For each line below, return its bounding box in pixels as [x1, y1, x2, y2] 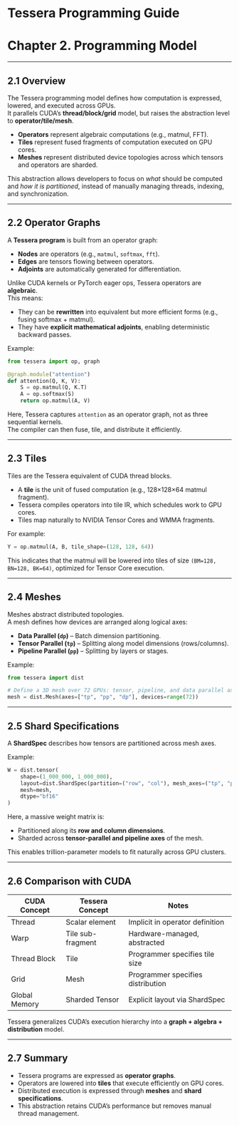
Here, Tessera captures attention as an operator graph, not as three [7, 410, 208, 418]
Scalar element [65, 918, 116, 927]
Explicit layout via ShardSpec [128, 995, 225, 1005]
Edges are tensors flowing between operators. [17, 257, 154, 265]
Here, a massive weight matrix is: [7, 813, 105, 821]
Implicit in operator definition [128, 918, 225, 927]
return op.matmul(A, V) [20, 397, 91, 404]
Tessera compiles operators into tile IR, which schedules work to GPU [17, 500, 222, 509]
